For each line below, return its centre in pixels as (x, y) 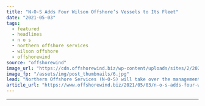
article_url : (23, 85)
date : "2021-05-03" (31, 18)
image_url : (20, 68)
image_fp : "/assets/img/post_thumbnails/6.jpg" (68, 74)
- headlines (27, 35)
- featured (26, 29)
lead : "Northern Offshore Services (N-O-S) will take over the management (103, 79)
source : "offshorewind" (37, 62)
